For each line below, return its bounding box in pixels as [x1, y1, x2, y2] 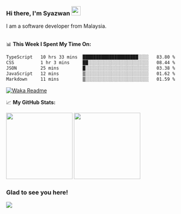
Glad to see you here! [6, 188, 68, 196]
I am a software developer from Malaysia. [6, 22, 107, 29]
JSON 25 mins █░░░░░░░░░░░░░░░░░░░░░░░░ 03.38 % [6, 65, 176, 71]
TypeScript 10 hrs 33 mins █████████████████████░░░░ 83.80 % [6, 54, 176, 60]
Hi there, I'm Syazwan [6, 9, 71, 17]
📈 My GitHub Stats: [6, 98, 56, 106]
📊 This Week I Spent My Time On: [6, 41, 91, 48]
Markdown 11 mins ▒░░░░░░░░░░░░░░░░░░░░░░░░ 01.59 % [6, 76, 176, 82]
